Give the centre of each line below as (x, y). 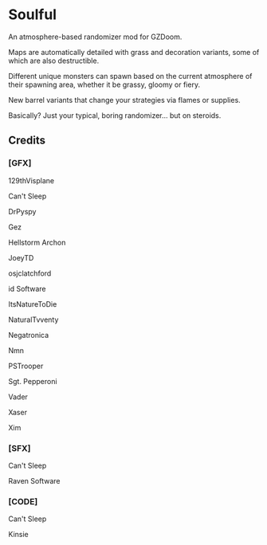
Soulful (33, 15)
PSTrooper (26, 366)
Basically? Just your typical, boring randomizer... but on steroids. (115, 115)
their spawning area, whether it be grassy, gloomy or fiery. (104, 84)
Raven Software (34, 480)
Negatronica (29, 335)
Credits (27, 141)
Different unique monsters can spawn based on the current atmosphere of (130, 76)
